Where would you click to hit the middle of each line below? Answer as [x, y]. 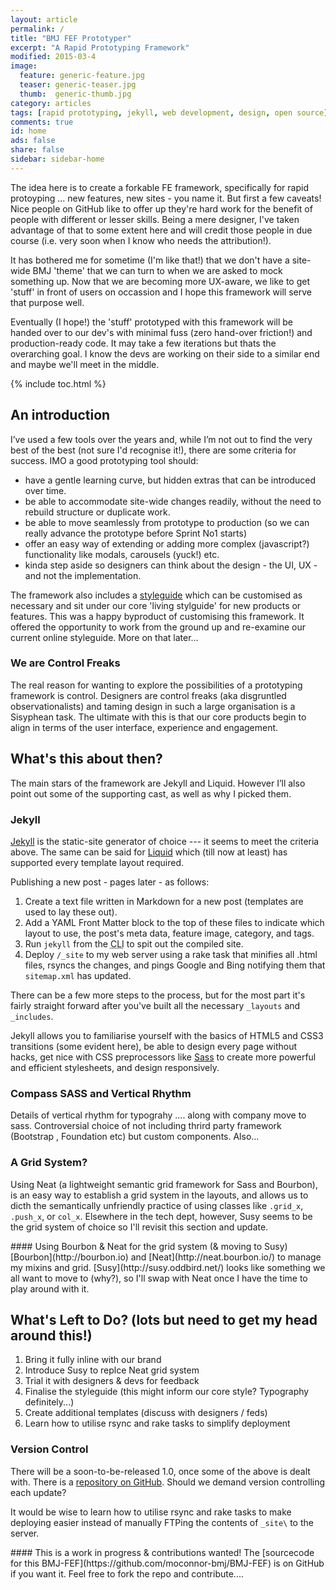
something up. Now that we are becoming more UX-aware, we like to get [160, 281]
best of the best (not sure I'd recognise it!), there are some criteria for [153, 450]
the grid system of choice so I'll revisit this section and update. [139, 1227]
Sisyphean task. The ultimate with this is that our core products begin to [158, 717]
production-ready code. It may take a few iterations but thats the [143, 343]
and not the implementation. [83, 575]
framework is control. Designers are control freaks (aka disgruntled [148, 695]
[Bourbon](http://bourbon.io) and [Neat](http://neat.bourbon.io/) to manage [166, 1257]
